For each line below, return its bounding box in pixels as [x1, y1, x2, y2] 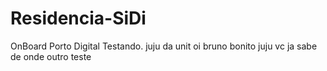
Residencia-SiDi [10, 7, 147, 30]
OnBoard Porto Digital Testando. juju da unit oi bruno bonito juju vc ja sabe [10, 40, 318, 52]
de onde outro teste [10, 50, 92, 62]
